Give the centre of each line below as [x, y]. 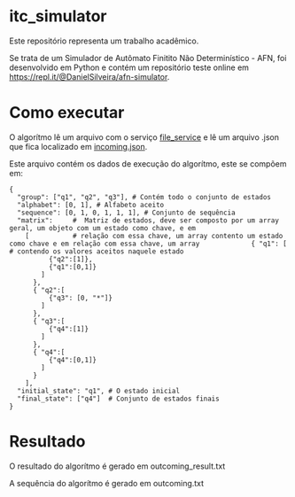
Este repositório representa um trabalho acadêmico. [104, 41]
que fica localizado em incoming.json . [78, 146]
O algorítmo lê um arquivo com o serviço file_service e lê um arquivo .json [144, 137]
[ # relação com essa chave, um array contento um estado [154, 236]
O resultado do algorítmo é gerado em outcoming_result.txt [117, 466]
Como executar [67, 113]
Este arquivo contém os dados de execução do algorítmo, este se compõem [148, 163]
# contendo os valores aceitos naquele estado [97, 251]
